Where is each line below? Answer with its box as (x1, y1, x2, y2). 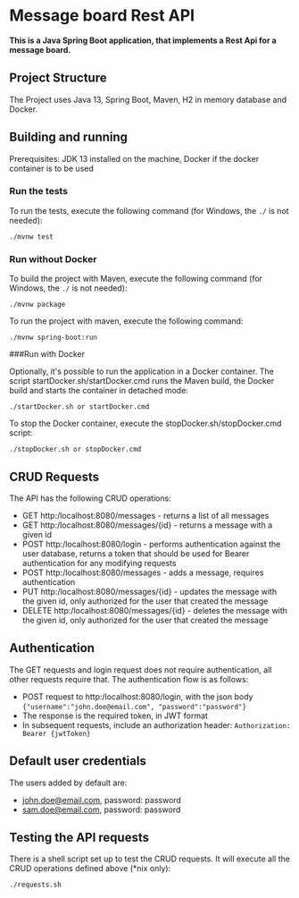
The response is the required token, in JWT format (21, 710, 208, 721)
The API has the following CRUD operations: (9, 493, 171, 504)
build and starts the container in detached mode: (9, 385, 189, 396)
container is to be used (9, 163, 94, 174)
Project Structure (9, 71, 107, 86)
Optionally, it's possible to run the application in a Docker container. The (9, 366, 274, 377)
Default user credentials (9, 753, 147, 769)
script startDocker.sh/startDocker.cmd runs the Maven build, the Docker (9, 376, 275, 386)
